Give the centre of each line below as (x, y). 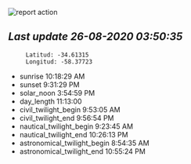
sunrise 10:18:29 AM (52, 76)
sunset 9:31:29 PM (49, 84)
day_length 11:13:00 (50, 101)
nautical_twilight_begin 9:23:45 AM (76, 126)
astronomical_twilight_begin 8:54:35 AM (85, 143)
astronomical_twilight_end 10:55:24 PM (83, 151)
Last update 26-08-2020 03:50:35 (95, 36)
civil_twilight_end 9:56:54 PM (67, 118)
